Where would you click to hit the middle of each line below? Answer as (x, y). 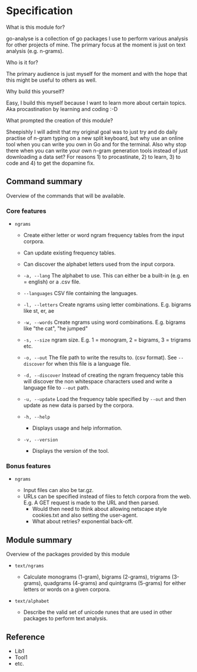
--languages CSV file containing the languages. (81, 293)
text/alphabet (32, 601)
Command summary (44, 181)
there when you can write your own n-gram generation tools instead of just (97, 151)
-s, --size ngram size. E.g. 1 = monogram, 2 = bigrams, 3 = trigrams (107, 340)
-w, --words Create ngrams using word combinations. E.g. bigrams (104, 322)
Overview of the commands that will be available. (66, 196)
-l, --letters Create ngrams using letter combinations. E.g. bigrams (107, 305)
